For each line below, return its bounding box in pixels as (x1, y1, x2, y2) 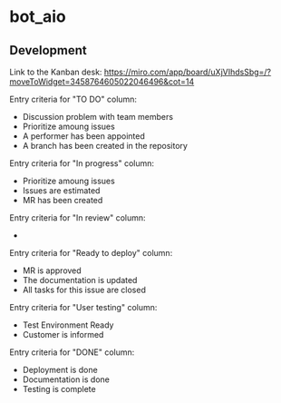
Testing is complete (22, 384, 97, 394)
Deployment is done (22, 365, 98, 375)
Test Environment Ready (22, 319, 114, 330)
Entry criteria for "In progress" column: (9, 158, 155, 169)
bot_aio (9, 6, 66, 27)
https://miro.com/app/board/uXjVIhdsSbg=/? (103, 66, 272, 77)
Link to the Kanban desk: (9, 66, 102, 77)
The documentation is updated (22, 275, 138, 285)
